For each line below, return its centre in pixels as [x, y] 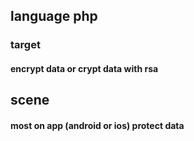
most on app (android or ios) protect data [97, 125]
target [25, 45]
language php [54, 16]
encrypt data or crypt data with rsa [84, 68]
